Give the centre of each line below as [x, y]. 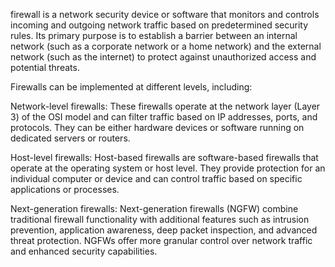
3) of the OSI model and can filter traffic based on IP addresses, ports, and [164, 117]
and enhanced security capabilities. [84, 251]
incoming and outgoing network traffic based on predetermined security [159, 25]
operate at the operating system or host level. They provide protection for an [168, 168]
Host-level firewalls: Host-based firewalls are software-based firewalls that [164, 157]
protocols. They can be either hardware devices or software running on [157, 127]
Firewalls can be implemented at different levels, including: [131, 87]
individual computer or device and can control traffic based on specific [156, 178]
